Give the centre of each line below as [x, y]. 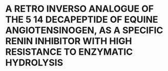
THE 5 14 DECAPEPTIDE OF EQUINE [82, 20]
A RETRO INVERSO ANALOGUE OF [80, 9]
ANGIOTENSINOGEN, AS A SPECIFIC [84, 30]
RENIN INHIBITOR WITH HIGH [69, 41]
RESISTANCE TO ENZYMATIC [69, 52]
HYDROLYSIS [34, 63]
